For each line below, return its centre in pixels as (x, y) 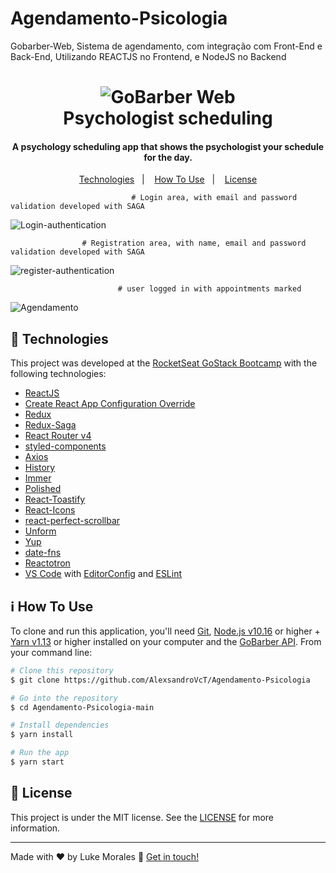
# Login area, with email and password (214, 198)
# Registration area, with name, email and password (194, 243)
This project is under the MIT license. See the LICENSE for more (142, 817)
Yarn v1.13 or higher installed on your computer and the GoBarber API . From (166, 641)
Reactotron (47, 563)
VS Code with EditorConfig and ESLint (103, 574)
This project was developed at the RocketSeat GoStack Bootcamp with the (164, 363)
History (40, 468)
